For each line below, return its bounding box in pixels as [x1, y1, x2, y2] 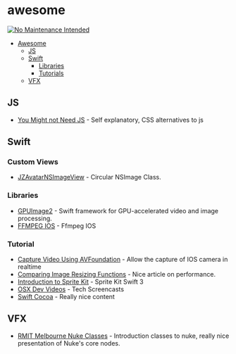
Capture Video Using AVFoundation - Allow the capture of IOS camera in [17, 255, 228, 264]
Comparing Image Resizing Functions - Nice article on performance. [17, 270, 216, 279]
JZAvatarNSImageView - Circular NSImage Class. [17, 173, 161, 182]
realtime [17, 263, 42, 271]
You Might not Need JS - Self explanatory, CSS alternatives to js [17, 115, 204, 124]
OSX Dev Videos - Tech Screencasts [17, 285, 125, 293]
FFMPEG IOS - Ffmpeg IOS [17, 221, 97, 230]
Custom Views [7, 157, 58, 167]
